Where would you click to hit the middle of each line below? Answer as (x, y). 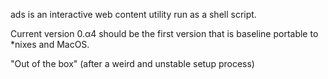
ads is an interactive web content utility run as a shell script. (133, 14)
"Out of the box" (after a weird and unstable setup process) (132, 63)
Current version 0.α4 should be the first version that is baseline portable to (164, 33)
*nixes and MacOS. (50, 44)
